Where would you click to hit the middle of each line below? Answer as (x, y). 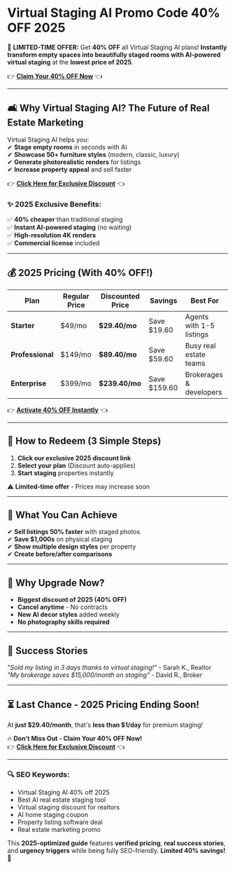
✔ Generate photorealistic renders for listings (74, 162)
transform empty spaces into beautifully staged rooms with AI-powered (114, 55)
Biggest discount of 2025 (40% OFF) (72, 600)
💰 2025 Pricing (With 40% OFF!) (80, 273)
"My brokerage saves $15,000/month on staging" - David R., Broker (105, 675)
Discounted (120, 296)
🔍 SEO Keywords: (38, 774)
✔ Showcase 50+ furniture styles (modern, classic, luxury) (93, 154)
